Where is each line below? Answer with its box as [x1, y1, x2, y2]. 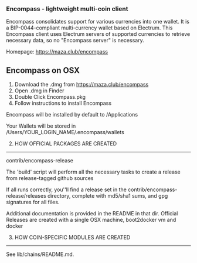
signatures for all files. [6, 199, 60, 206]
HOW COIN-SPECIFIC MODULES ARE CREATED [14, 234, 131, 241]
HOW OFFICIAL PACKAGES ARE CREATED [14, 140, 117, 147]
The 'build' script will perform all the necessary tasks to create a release [6, 168, 181, 175]
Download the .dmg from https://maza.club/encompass [14, 81, 149, 88]
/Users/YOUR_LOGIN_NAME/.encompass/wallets [6, 129, 124, 136]
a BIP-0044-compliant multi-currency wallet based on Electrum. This [6, 24, 173, 31]
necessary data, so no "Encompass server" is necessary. [6, 37, 145, 44]
